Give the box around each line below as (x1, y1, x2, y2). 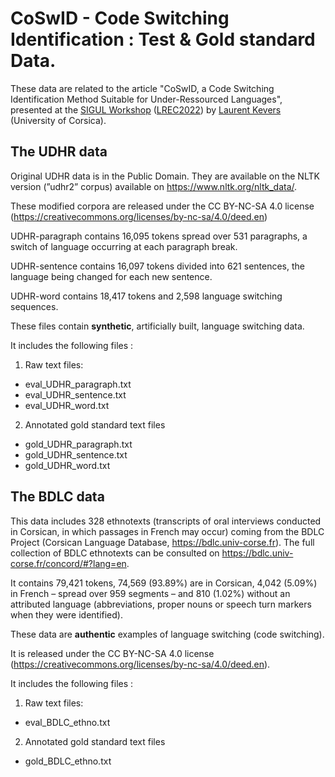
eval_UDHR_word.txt (24, 399, 110, 411)
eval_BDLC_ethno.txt (24, 716, 111, 728)
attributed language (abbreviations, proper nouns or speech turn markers (10, 598, 312, 610)
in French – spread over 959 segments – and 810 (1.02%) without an (10, 587, 291, 599)
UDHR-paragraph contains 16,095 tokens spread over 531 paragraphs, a (10, 230, 308, 242)
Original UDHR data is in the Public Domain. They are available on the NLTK (10, 170, 320, 182)
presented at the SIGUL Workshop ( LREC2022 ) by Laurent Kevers (10, 103, 282, 116)
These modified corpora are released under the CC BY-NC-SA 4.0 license (10, 200, 315, 212)
